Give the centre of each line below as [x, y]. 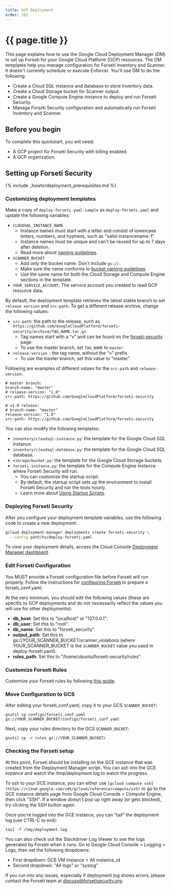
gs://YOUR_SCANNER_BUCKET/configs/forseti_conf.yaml [63, 719]
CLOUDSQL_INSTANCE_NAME [38, 226]
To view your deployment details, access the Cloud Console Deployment [82, 547]
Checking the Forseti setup [40, 751]
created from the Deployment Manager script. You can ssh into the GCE [81, 768]
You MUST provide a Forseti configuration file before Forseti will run [77, 576]
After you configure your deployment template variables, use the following [83, 518]
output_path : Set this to [38, 635]
